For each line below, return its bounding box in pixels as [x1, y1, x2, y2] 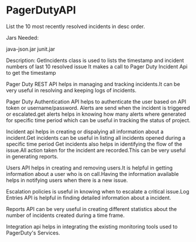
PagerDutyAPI [6, 4, 76, 17]
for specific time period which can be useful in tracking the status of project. [6, 116, 191, 123]
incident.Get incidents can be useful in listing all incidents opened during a [6, 134, 185, 141]
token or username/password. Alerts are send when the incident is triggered [6, 104, 190, 111]
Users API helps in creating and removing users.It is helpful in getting [6, 164, 173, 171]
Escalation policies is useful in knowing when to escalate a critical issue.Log [6, 188, 190, 195]
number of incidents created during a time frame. [6, 212, 125, 219]
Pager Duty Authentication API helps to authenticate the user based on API [6, 98, 186, 105]
